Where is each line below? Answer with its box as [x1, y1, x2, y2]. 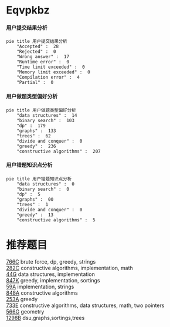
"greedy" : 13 [16, 212, 54, 218]
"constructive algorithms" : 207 [16, 148, 101, 154]
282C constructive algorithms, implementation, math [6, 264, 133, 271]
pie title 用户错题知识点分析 [6, 176, 72, 182]
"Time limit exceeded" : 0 [16, 64, 85, 70]
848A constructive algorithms [6, 289, 78, 296]
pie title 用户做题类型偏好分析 [6, 107, 76, 113]
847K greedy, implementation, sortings [6, 277, 100, 284]
